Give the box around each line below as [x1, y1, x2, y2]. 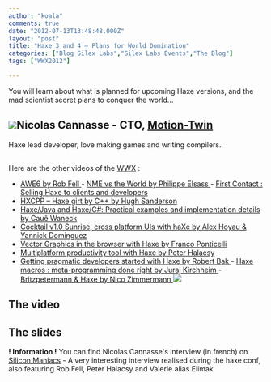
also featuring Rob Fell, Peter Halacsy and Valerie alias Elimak [8, 364, 214, 374]
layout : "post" [8, 34, 60, 43]
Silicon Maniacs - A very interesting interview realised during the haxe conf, [8, 355, 261, 365]
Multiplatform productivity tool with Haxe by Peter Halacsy [19, 248, 215, 257]
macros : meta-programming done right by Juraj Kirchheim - [19, 265, 222, 275]
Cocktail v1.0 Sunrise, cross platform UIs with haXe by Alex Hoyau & [19, 222, 247, 231]
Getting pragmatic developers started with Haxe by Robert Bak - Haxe [19, 257, 254, 266]
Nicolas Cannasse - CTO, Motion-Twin [16, 118, 214, 132]
